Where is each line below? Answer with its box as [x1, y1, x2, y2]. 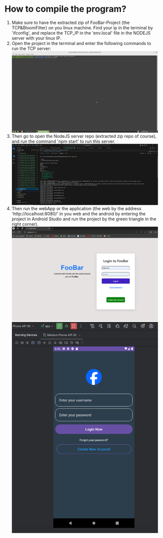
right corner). [11, 221, 38, 227]
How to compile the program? [4, 3, 127, 15]
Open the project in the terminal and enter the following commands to [11, 40, 151, 46]
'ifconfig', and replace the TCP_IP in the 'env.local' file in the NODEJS [11, 30, 151, 36]
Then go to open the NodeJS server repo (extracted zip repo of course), [11, 133, 157, 139]
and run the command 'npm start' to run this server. [11, 138, 115, 144]
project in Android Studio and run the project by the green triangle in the [11, 216, 157, 222]
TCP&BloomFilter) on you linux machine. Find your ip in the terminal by [11, 24, 153, 30]
